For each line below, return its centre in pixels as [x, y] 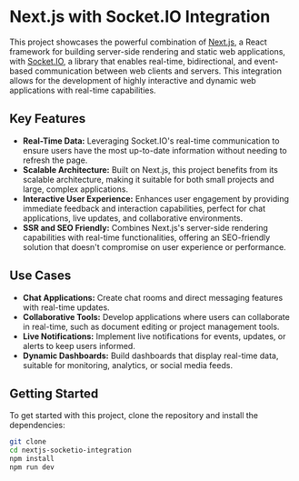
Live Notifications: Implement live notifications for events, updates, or [154, 336]
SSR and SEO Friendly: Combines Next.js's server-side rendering [145, 227]
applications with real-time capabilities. [83, 90]
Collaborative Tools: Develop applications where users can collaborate [156, 316]
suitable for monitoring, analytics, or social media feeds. [128, 365]
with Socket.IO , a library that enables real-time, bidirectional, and [131, 61]
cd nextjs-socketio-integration [70, 451]
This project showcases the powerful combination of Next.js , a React [139, 42]
